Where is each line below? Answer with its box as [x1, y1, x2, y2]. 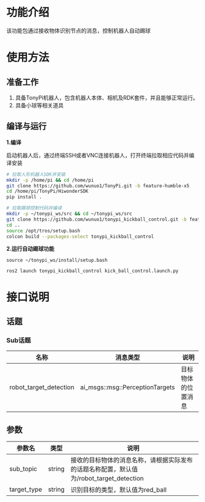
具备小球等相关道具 [15, 101, 64, 109]
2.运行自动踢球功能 [6, 245, 55, 253]
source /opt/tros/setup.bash [6, 228, 81, 234]
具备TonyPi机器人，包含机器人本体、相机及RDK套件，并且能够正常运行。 [15, 94, 198, 101]
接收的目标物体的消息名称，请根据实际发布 [70, 456, 193, 464]
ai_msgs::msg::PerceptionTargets [80, 383, 175, 392]
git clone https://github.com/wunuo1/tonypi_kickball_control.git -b [6, 216, 187, 223]
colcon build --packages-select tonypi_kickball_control [6, 233, 154, 240]
